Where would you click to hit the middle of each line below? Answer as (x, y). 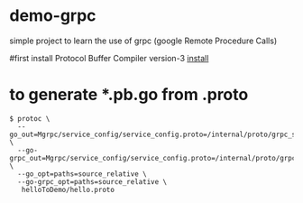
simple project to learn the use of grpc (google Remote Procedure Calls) (143, 41)
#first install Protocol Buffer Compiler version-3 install (109, 58)
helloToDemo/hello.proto (68, 189)
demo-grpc (53, 16)
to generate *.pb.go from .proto (129, 95)
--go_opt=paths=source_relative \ (82, 174)
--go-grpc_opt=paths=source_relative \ (92, 181)
